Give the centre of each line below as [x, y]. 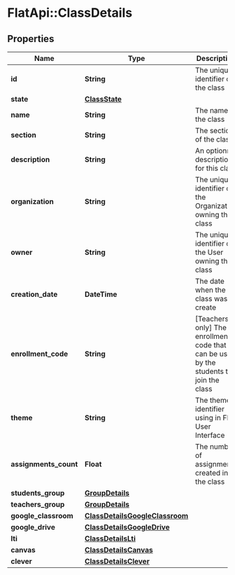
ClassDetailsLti [111, 539]
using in [208, 418]
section [23, 135]
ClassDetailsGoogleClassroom [137, 516]
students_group [38, 493]
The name [212, 110]
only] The [211, 327]
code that [211, 345]
